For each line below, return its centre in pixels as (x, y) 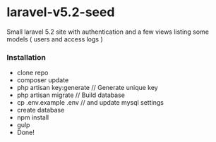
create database (41, 110)
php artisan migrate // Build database (71, 95)
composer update (43, 80)
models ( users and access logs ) (55, 39)
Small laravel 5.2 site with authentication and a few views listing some (108, 32)
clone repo (32, 73)
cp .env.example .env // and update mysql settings (90, 103)
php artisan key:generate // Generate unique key (87, 88)
